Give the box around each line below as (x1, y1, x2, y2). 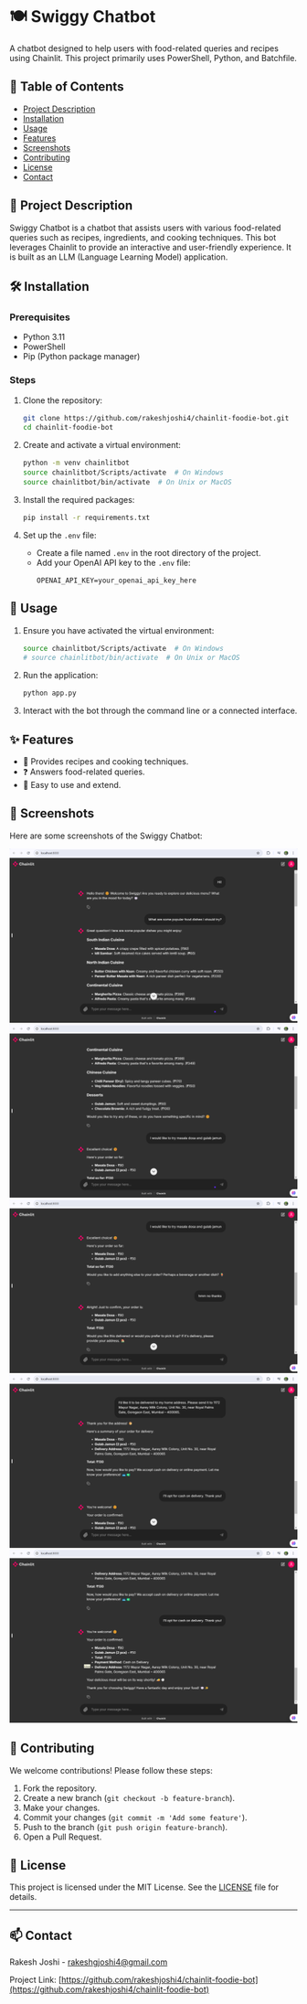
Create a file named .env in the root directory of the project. (36, 547, 261, 558)
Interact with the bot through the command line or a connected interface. (22, 705, 298, 717)
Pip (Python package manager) (22, 351, 141, 362)
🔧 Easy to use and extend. (22, 780, 122, 791)
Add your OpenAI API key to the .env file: (36, 557, 191, 568)
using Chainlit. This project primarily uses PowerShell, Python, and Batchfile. (9, 52, 297, 63)
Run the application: (22, 670, 99, 681)
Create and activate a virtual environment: (22, 440, 181, 451)
